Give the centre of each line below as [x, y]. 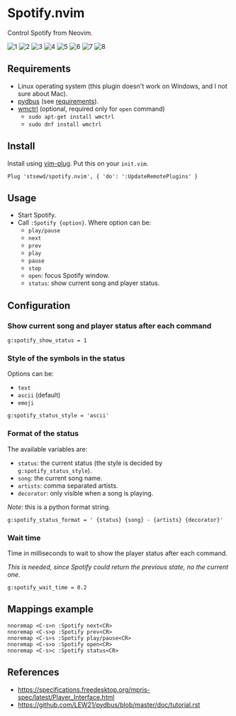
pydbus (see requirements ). [58, 101]
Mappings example [51, 609]
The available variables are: [47, 449]
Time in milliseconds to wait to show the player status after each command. [118, 553]
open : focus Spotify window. [69, 276]
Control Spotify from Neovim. [50, 33]
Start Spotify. [37, 215]
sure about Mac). [43, 93]
